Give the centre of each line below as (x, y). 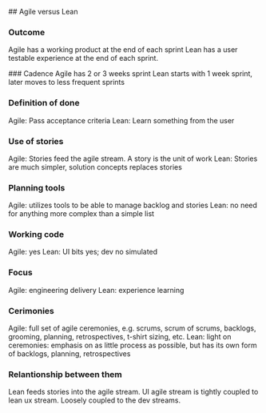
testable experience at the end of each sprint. (83, 58)
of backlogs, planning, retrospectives (69, 354)
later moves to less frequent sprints (67, 82)
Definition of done (44, 103)
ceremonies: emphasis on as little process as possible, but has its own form (133, 345)
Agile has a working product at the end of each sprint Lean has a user (123, 50)
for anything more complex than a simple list (81, 214)
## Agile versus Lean (43, 12)
